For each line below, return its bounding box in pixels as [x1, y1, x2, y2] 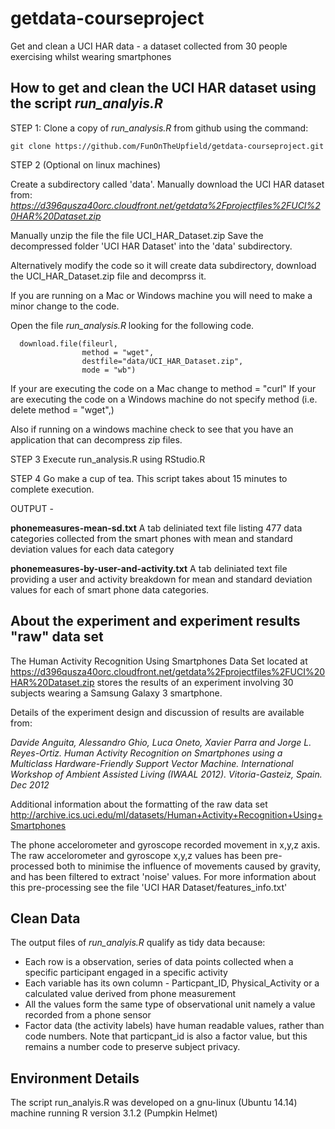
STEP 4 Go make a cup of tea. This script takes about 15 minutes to [10, 472, 288, 484]
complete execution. [10, 483, 95, 495]
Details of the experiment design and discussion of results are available [10, 706, 305, 718]
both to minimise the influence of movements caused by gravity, [56, 860, 322, 872]
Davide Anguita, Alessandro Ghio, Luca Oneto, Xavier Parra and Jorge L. [10, 736, 312, 748]
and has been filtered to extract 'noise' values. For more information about [10, 870, 317, 882]
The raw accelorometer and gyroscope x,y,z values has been [10, 849, 263, 861]
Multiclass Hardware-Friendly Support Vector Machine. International [10, 757, 294, 769]
